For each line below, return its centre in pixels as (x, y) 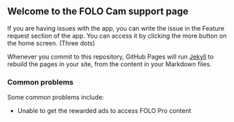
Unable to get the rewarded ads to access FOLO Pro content (104, 111)
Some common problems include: (56, 98)
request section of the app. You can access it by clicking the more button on (117, 36)
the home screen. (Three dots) (51, 43)
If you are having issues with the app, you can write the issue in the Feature (116, 28)
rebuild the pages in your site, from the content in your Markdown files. (109, 64)
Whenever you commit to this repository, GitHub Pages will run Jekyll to (111, 56)
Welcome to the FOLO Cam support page (98, 12)
